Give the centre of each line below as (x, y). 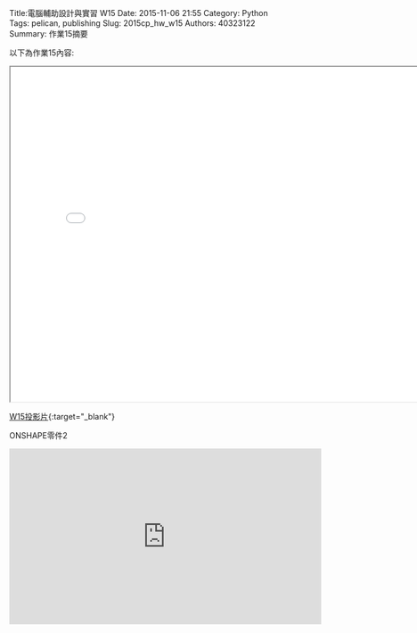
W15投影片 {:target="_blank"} (62, 416)
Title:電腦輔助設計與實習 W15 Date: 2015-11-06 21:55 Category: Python (139, 13)
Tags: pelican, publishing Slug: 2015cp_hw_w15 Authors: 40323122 (132, 23)
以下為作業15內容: (42, 53)
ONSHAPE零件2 (39, 435)
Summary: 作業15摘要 (49, 33)
